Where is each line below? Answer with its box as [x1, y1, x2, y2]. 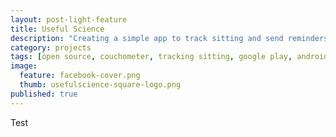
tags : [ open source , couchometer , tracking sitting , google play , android [10, 52, 329, 62]
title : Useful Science [10, 24, 105, 34]
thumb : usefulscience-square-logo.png [19, 80, 182, 90]
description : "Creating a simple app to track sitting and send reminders [10, 33, 329, 43]
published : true [10, 89, 78, 99]
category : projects [10, 42, 92, 53]
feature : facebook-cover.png [19, 71, 141, 81]
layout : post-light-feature [10, 14, 128, 25]
